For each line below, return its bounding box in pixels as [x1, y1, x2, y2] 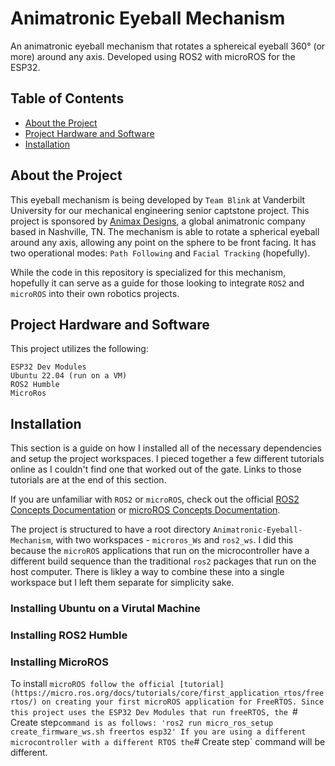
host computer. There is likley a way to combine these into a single [10, 566, 285, 578]
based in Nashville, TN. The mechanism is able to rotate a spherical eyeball [10, 225, 320, 237]
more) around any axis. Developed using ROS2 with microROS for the [10, 50, 296, 62]
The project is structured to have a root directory [10, 523, 212, 536]
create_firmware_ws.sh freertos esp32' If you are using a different [10, 727, 307, 737]
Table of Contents [10, 90, 125, 107]
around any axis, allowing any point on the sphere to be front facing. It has [10, 236, 317, 248]
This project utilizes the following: [10, 343, 149, 355]
